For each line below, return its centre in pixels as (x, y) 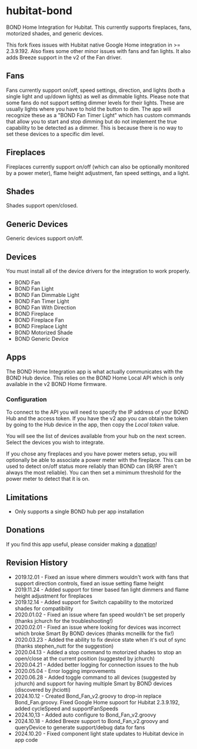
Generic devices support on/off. (45, 238)
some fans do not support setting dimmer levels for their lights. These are (95, 103)
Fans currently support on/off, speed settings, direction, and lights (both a (96, 90)
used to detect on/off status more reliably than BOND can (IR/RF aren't (92, 466)
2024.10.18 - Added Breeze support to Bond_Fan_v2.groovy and (91, 721)
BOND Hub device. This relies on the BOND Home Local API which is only (95, 378)
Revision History (37, 563)
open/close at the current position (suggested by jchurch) (85, 658)
